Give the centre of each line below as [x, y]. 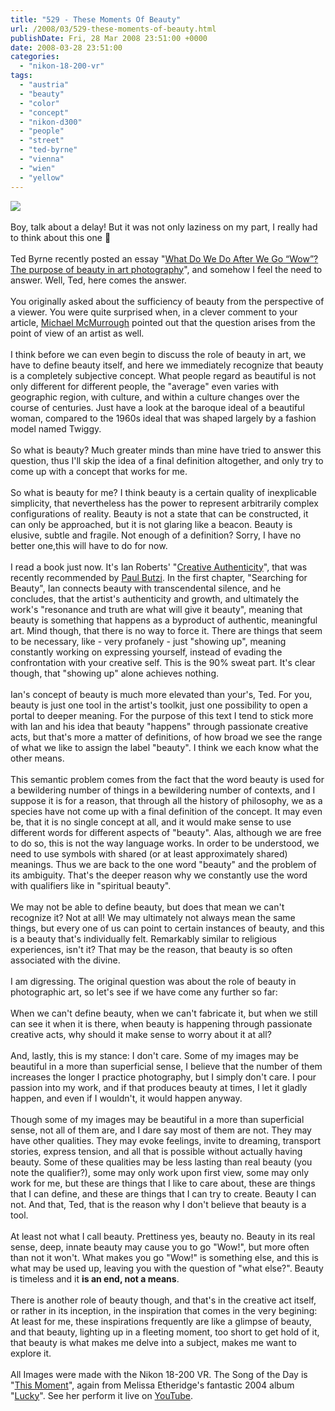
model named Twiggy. [56, 428]
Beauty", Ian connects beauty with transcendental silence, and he [146, 588]
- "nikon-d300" [51, 122]
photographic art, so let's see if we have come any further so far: [144, 992]
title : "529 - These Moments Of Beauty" [96, 19]
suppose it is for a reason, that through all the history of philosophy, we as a [166, 800]
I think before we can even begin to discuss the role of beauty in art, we [158, 354]
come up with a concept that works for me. [99, 471]
